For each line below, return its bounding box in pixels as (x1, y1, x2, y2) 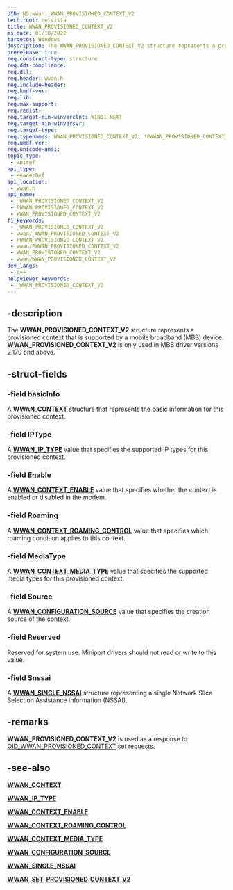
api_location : (7, 178, 49, 185)
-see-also (7, 762, 51, 774)
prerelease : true (7, 49, 58, 56)
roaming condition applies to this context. (7, 533, 126, 542)
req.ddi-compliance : (7, 62, 67, 69)
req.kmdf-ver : (7, 88, 49, 95)
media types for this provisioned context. (7, 574, 125, 583)
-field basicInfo (7, 389, 60, 398)
